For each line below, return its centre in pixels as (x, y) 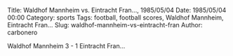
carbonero (22, 32)
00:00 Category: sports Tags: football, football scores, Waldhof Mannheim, (115, 17)
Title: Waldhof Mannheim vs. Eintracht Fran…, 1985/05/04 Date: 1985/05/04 (117, 10)
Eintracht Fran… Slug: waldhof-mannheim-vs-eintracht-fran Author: (105, 25)
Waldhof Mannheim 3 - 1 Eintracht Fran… (66, 46)
